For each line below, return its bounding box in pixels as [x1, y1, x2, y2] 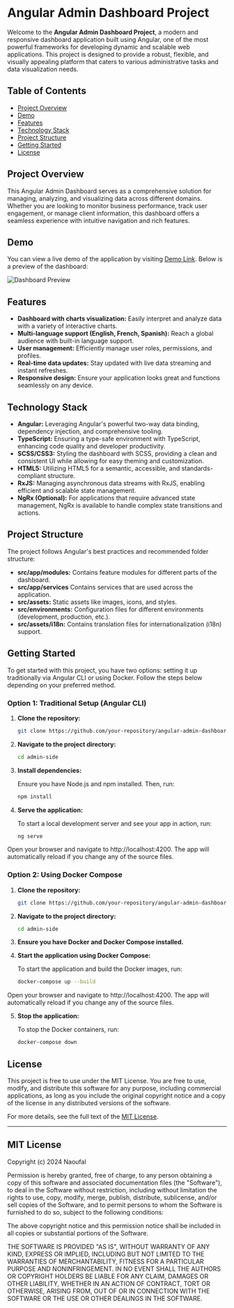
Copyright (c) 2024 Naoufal [7, 1158, 86, 1166]
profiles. [17, 352, 42, 360]
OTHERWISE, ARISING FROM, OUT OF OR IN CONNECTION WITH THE [7, 1286, 210, 1295]
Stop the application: [17, 1012, 79, 1020]
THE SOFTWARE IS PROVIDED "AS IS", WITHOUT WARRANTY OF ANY [7, 1242, 210, 1251]
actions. [17, 508, 40, 517]
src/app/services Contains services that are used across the [17, 583, 194, 591]
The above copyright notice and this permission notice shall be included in [7, 1221, 221, 1230]
